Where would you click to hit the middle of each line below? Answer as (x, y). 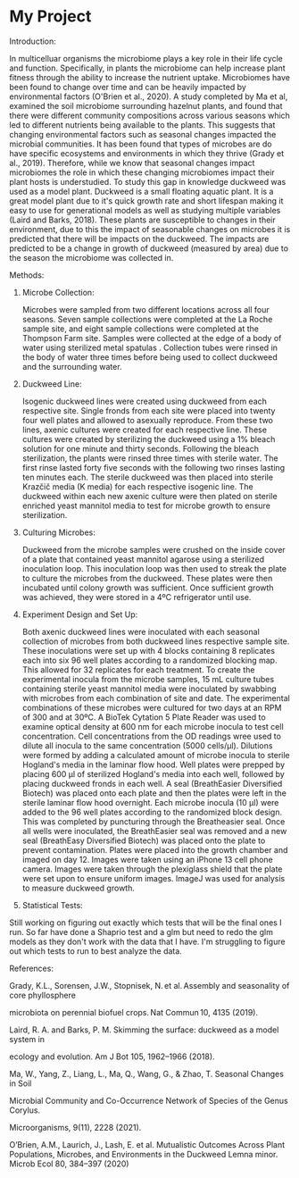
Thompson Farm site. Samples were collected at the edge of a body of (152, 338)
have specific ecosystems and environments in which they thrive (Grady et (147, 153)
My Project (50, 17)
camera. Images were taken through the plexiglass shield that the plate (152, 869)
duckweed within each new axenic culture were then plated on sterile (150, 496)
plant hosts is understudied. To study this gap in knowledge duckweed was (148, 181)
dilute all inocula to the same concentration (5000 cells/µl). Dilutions (147, 745)
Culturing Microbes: (58, 532)
